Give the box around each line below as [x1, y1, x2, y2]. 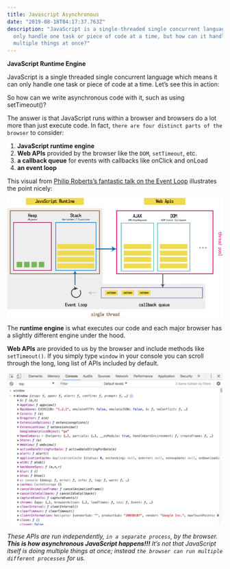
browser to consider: [7, 129, 64, 137]
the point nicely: [7, 184, 53, 193]
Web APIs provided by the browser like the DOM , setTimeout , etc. [16, 149, 197, 158]
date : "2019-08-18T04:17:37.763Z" [7, 18, 106, 25]
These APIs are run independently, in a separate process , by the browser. [7, 532, 218, 540]
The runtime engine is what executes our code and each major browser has [7, 324, 222, 332]
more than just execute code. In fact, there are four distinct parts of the [7, 121, 222, 130]
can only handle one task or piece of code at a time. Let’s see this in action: [7, 80, 220, 88]
